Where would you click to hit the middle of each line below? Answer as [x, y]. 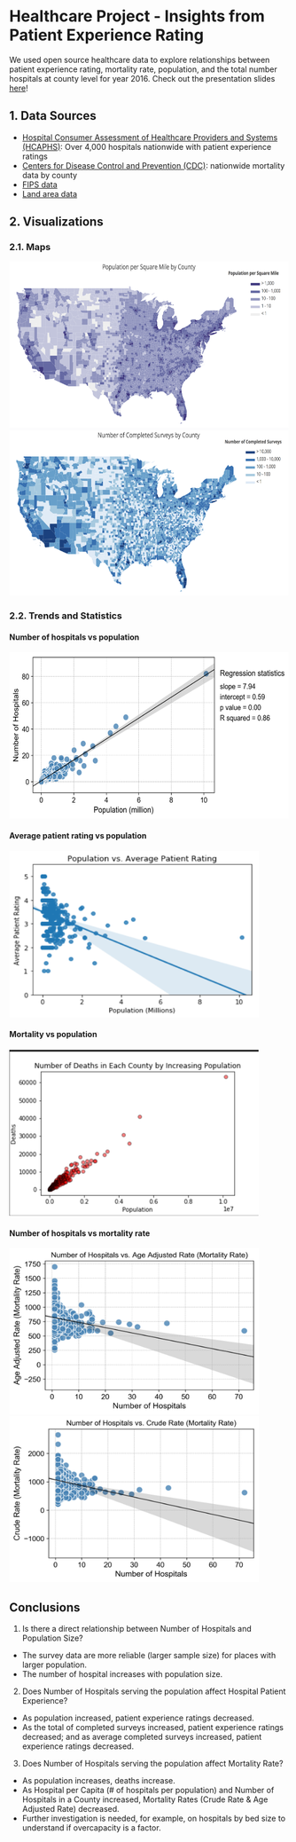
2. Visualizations [56, 222]
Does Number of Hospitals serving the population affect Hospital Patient [154, 1691]
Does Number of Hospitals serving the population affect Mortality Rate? [152, 1763]
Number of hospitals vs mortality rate [80, 1233]
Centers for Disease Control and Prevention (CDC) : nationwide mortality [153, 165]
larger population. [54, 1665]
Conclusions [45, 1607]
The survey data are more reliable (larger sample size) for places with [149, 1655]
